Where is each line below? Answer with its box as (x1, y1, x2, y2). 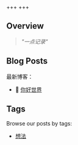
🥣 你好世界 (15, 86, 42, 93)
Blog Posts (6, 56, 48, 66)
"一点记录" (21, 38, 48, 45)
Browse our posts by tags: (6, 120, 72, 127)
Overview (6, 21, 44, 31)
